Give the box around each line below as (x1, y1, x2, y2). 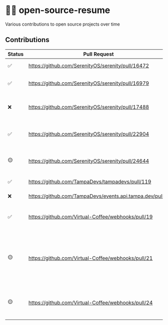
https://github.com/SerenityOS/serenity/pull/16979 (28, 80, 149, 87)
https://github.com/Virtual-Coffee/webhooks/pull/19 (28, 213, 153, 220)
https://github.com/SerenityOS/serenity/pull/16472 (28, 62, 149, 69)
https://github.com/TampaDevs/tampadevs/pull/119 (28, 178, 151, 185)
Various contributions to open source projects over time (5, 21, 120, 27)
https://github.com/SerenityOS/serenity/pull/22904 (28, 130, 149, 137)
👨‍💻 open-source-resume (5, 5, 110, 16)
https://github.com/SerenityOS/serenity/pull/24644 (28, 157, 149, 165)
